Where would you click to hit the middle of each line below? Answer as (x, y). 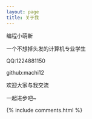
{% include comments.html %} (44, 110)
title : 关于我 (23, 18)
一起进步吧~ (21, 98)
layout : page (23, 12)
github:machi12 (25, 72)
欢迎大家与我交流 (28, 85)
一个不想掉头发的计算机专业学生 (46, 49)
